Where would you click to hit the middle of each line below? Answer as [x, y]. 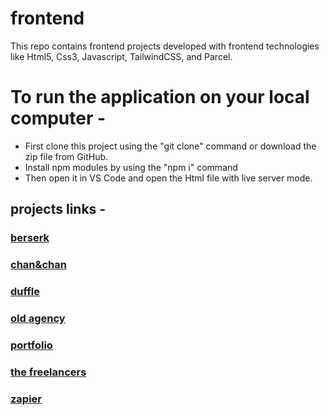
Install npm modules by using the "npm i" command [131, 167]
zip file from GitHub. [66, 156]
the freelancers [48, 372]
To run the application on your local [160, 97]
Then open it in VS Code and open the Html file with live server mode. [168, 178]
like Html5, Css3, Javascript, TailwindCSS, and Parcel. [121, 56]
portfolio [31, 345]
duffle [25, 292]
